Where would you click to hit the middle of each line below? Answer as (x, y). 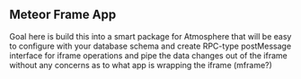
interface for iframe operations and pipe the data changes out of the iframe (148, 55)
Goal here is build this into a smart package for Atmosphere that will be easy (150, 36)
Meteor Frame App (63, 15)
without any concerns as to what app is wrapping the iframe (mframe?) (141, 65)
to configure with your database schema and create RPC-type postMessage (150, 46)
